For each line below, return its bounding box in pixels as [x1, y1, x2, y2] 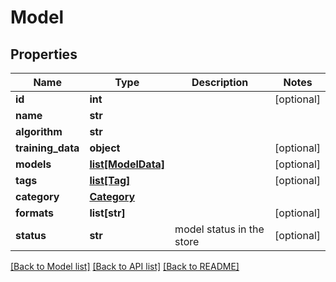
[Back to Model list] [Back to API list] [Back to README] [10, 261, 240, 272]
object [89, 141, 121, 155]
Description [191, 76, 249, 89]
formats [15, 206, 55, 220]
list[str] [89, 206, 126, 220]
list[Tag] [89, 174, 131, 187]
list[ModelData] [89, 157, 166, 171]
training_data [15, 141, 80, 155]
